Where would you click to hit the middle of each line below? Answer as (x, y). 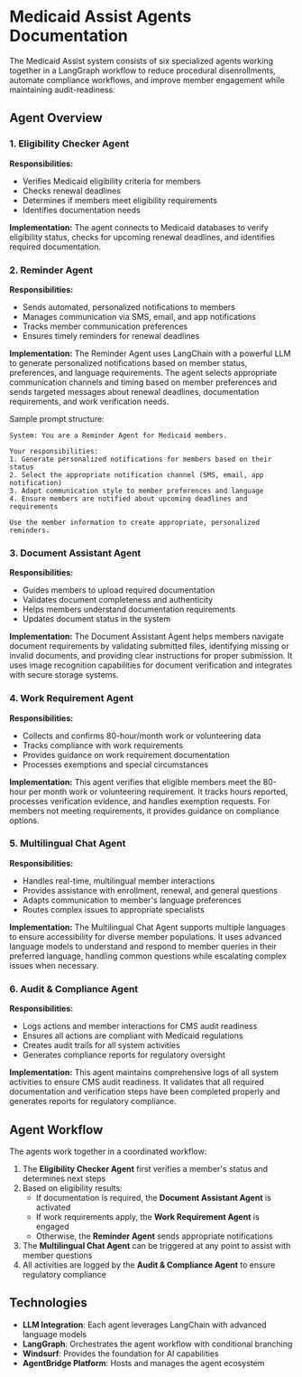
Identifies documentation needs (82, 210)
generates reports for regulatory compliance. (93, 1101)
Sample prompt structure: (57, 418)
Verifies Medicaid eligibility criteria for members (111, 181)
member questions (57, 1255)
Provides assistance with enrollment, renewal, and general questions (150, 890)
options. (25, 820)
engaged (52, 1226)
